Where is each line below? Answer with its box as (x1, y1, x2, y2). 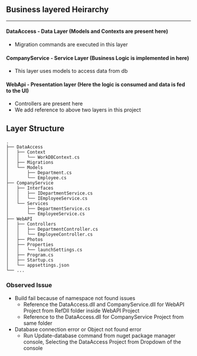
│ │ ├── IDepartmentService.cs (6, 190, 93, 196)
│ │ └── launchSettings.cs (6, 247, 83, 253)
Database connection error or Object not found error (14, 325, 142, 333)
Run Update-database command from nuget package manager (23, 332, 176, 339)
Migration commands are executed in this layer (14, 41, 128, 48)
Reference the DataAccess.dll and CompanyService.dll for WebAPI (23, 301, 185, 308)
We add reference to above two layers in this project (14, 106, 141, 113)
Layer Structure (6, 123, 64, 133)
